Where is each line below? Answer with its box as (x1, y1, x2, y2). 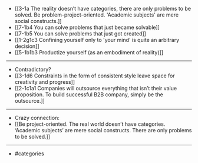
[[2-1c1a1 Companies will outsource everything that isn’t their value (14, 85, 177, 92)
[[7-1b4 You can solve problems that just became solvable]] (14, 24, 160, 31)
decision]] (14, 43, 39, 50)
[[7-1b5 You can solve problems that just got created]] (14, 30, 146, 37)
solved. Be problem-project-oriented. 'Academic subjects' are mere (14, 11, 179, 18)
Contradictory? (14, 66, 51, 73)
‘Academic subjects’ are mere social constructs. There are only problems (14, 127, 192, 133)
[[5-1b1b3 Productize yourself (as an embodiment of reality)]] (14, 49, 164, 56)
